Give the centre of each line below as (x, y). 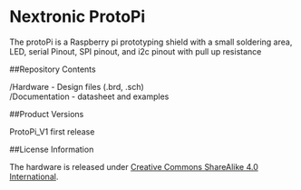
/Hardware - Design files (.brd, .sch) (77, 86)
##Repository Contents (53, 69)
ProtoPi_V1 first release (52, 131)
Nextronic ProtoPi (78, 17)
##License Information (52, 149)
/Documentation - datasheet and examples (89, 96)
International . (34, 176)
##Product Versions (47, 114)
